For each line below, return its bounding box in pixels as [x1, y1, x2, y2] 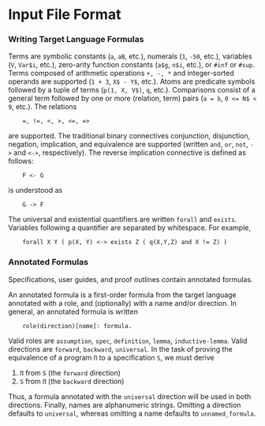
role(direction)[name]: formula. [22, 322, 132, 330]
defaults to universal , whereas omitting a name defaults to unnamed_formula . [8, 409, 256, 418]
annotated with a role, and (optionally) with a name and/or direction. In [8, 298, 237, 307]
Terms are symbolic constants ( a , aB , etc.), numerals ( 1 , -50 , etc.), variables [8, 51, 252, 61]
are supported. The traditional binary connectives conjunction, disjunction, [8, 131, 251, 141]
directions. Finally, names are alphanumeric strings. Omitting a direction [8, 400, 241, 409]
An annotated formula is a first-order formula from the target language [8, 290, 237, 300]
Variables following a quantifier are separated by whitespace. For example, [8, 223, 251, 232]
